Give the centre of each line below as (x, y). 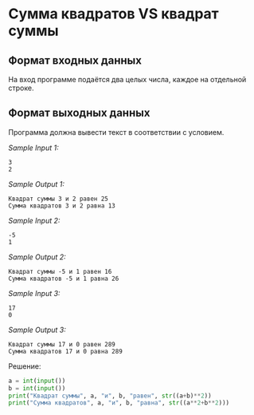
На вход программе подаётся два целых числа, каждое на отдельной (127, 79)
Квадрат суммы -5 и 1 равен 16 (60, 271)
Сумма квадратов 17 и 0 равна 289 (66, 351)
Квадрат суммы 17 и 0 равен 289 (62, 344)
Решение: (25, 366)
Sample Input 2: (34, 220)
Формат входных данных (75, 60)
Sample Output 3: (37, 330)
